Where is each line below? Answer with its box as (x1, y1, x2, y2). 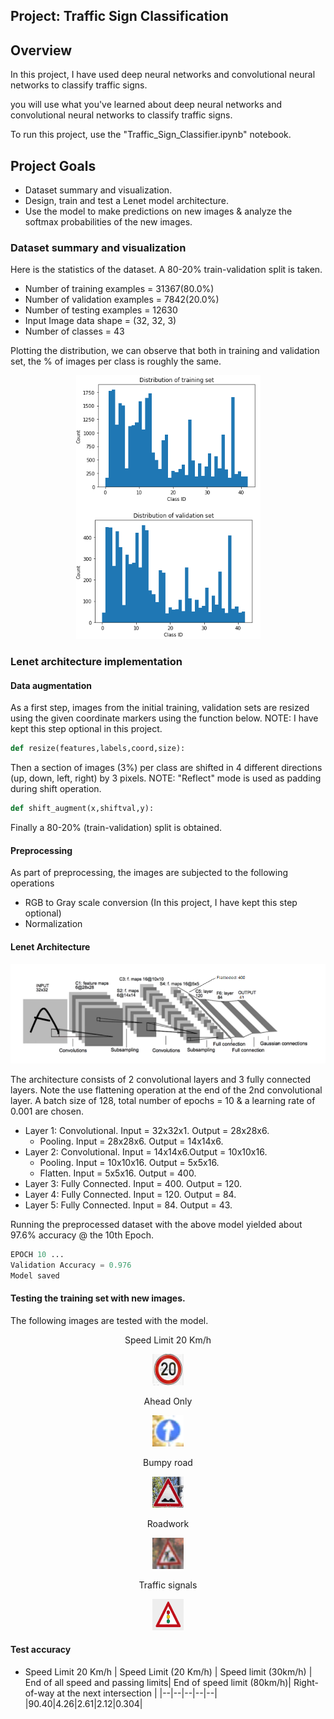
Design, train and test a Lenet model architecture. (24, 195, 229, 207)
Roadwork (146, 1517, 190, 1529)
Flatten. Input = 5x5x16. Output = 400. (39, 1167, 197, 1179)
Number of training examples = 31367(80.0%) (24, 283, 215, 295)
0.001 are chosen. (10, 1105, 84, 1117)
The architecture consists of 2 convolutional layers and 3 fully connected (10, 1073, 312, 1085)
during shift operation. (10, 783, 102, 795)
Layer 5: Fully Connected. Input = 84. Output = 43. (24, 1199, 233, 1211)
